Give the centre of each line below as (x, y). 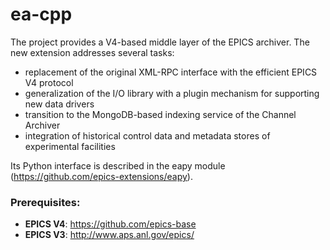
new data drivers (59, 104)
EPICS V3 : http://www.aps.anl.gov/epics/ (109, 235)
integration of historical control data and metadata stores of (147, 135)
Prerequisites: (45, 202)
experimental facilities (70, 146)
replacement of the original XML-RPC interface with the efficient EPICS (171, 72)
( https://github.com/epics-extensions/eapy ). (101, 176)
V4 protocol (49, 82)
